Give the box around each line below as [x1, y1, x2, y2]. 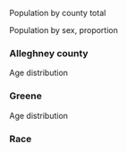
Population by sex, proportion [9, 25, 118, 35]
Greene [9, 89, 42, 102]
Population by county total [9, 8, 106, 18]
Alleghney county [9, 46, 89, 59]
